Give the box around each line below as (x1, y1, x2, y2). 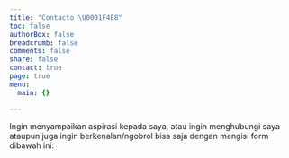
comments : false (9, 47, 70, 56)
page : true (9, 72, 50, 81)
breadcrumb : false (9, 38, 78, 48)
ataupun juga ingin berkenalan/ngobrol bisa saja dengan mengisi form (9, 130, 269, 141)
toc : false (9, 22, 50, 31)
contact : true (9, 64, 63, 73)
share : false (9, 55, 59, 64)
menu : (9, 80, 30, 89)
